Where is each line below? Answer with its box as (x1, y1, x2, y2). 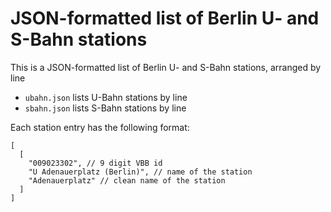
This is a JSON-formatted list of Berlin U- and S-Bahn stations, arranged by (10, 61, 322, 73)
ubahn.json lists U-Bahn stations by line (24, 91, 188, 103)
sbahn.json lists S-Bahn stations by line (24, 102, 187, 114)
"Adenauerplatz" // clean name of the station (28, 175, 226, 186)
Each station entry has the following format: (10, 121, 190, 133)
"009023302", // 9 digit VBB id (28, 158, 163, 168)
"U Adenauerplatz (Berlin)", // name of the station (28, 167, 253, 177)
